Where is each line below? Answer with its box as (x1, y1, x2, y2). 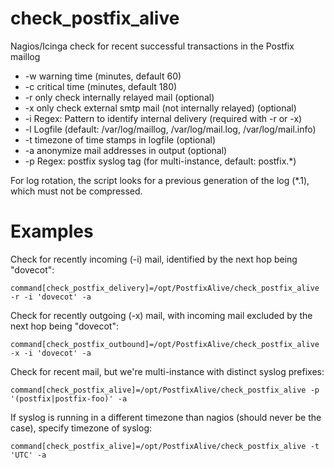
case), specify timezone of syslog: (10, 422, 153, 434)
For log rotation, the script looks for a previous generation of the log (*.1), (10, 174, 310, 186)
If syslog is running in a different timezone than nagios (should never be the (10, 411, 322, 423)
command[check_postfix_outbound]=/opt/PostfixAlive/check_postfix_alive (10, 339, 320, 349)
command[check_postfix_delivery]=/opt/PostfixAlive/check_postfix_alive (10, 283, 320, 293)
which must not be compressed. (10, 185, 143, 197)
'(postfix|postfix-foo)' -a (10, 393, 128, 404)
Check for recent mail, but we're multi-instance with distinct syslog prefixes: (10, 365, 325, 377)
